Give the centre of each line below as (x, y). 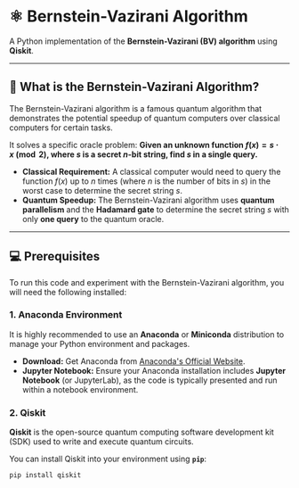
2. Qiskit (28, 412)
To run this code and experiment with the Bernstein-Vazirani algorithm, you (147, 282)
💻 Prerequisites (55, 256)
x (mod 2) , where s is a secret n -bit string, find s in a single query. (133, 154)
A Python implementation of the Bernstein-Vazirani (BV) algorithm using (143, 41)
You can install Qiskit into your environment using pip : (108, 459)
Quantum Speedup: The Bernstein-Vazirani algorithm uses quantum (148, 200)
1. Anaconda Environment (66, 315)
